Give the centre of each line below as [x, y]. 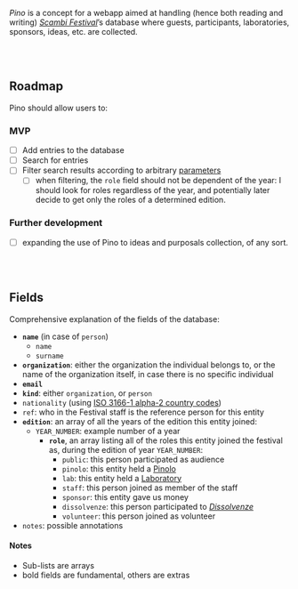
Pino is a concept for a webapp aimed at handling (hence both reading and [146, 13]
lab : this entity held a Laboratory [122, 478]
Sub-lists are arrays [58, 565]
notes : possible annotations [72, 525]
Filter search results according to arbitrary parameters [121, 170]
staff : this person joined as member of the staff [150, 488]
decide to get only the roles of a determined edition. [131, 200]
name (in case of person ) [65, 336]
